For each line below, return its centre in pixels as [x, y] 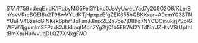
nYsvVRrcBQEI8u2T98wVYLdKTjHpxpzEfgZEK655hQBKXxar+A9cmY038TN [99, 15]
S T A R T [15, 9]
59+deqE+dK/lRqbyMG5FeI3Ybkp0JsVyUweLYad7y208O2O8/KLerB [107, 9]
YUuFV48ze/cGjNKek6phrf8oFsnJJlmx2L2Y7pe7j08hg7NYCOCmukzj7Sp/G [99, 21]
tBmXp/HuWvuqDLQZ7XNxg [41, 34]
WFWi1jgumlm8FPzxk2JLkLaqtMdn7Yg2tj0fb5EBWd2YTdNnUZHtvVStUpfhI [99, 27]
